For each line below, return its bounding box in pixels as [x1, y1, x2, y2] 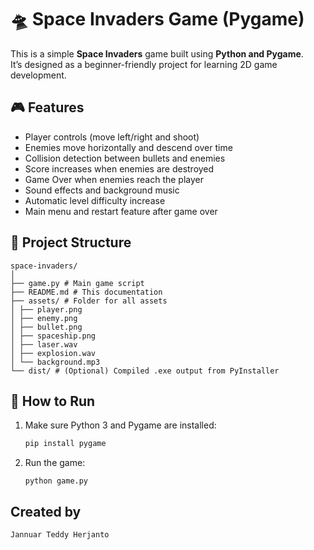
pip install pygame [24, 439, 107, 449]
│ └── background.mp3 [10, 357, 101, 367]
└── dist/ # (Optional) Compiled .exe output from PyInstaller [10, 366, 280, 376]
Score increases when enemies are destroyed [24, 162, 215, 175]
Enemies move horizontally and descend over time [24, 141, 233, 153]
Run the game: [24, 457, 86, 469]
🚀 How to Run [10, 392, 96, 410]
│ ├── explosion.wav [10, 348, 97, 358]
